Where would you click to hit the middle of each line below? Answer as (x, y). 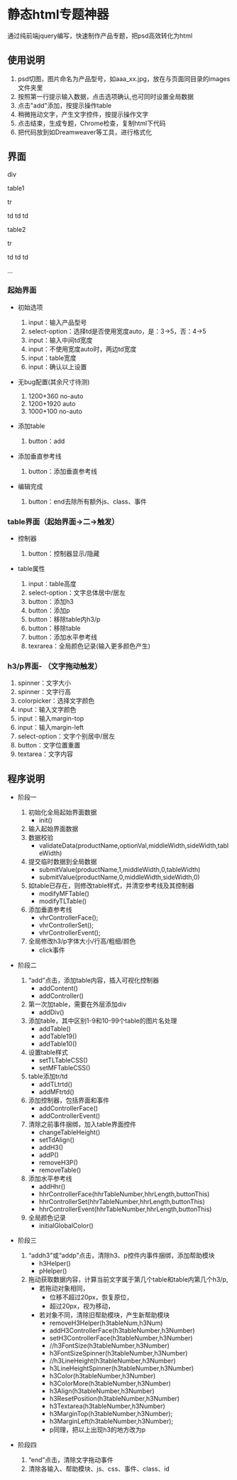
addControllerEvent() (70, 1116)
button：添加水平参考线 (63, 637)
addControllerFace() (68, 1108)
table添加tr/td (48, 1076)
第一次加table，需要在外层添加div (77, 1004)
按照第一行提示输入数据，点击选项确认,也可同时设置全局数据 (105, 96)
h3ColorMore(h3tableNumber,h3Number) (110, 1383)
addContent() (58, 989)
